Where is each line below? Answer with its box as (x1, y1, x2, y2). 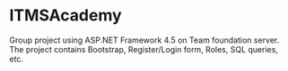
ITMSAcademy (9, 5, 123, 26)
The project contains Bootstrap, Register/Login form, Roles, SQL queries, (9, 43, 278, 54)
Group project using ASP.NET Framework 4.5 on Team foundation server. (9, 35, 280, 45)
